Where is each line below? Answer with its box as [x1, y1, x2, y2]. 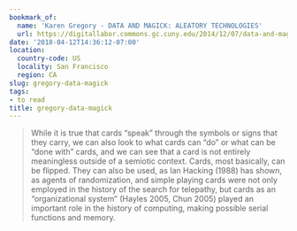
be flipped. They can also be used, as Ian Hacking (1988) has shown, [30, 166, 283, 176]
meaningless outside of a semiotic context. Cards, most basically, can [30, 156, 286, 166]
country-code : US [17, 54, 81, 63]
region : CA [17, 71, 57, 80]
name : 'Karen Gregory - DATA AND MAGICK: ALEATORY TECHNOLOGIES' [17, 21, 263, 30]
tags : [9, 87, 29, 96]
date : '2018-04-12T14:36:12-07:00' [9, 37, 141, 47]
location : [9, 46, 46, 55]
